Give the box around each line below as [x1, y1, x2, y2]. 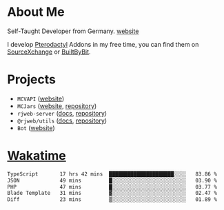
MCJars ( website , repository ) [17, 101, 97, 110]
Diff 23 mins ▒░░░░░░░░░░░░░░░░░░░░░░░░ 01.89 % [7, 196, 217, 203]
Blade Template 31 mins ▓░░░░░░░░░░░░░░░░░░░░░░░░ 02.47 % [7, 190, 217, 197]
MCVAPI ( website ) [17, 94, 65, 103]
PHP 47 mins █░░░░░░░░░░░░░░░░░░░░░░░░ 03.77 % [7, 183, 217, 190]
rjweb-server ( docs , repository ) [17, 109, 108, 117]
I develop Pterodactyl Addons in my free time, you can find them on [7, 40, 199, 48]
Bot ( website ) [17, 123, 55, 132]
